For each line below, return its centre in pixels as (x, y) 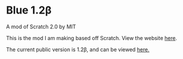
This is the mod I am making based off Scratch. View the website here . (92, 38)
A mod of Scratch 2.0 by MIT (41, 27)
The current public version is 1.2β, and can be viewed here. (78, 49)
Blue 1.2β (29, 10)
